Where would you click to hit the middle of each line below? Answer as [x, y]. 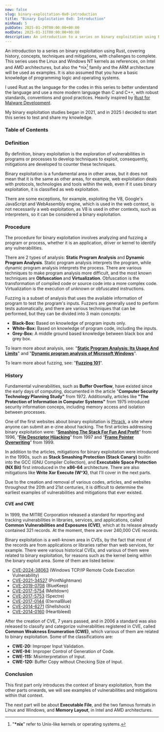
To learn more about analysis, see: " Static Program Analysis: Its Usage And [82, 348]
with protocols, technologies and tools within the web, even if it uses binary [81, 184]
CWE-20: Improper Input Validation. [48, 646]
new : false [16, 10]
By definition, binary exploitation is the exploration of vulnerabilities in [75, 154]
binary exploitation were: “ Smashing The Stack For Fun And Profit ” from [78, 432]
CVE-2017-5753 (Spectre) [38, 596]
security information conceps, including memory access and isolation [75, 407]
